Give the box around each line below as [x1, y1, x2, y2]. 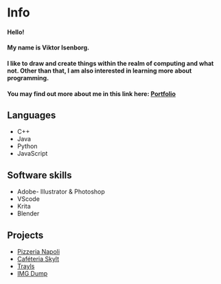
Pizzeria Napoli [16, 248, 60, 255]
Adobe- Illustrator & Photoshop [16, 187, 105, 196]
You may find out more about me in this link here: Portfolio [7, 89, 176, 97]
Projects [7, 229, 44, 241]
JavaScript [16, 150, 48, 158]
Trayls [16, 262, 35, 270]
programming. [7, 73, 49, 82]
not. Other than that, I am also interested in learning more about [7, 67, 192, 75]
